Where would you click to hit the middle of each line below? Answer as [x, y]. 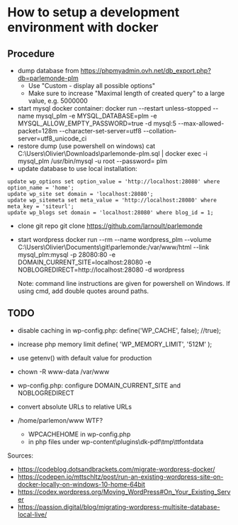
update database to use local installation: [78, 168]
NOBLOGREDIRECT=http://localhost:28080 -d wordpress [101, 270]
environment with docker [83, 27]
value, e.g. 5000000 [58, 101]
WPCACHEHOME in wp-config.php [79, 434]
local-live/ [32, 514]
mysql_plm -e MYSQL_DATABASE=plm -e [96, 116]
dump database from [48, 71]
